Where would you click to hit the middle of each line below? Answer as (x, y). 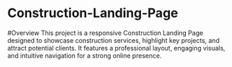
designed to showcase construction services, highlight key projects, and (114, 40)
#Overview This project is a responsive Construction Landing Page (105, 33)
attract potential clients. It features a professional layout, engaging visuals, (116, 48)
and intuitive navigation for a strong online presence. (85, 56)
